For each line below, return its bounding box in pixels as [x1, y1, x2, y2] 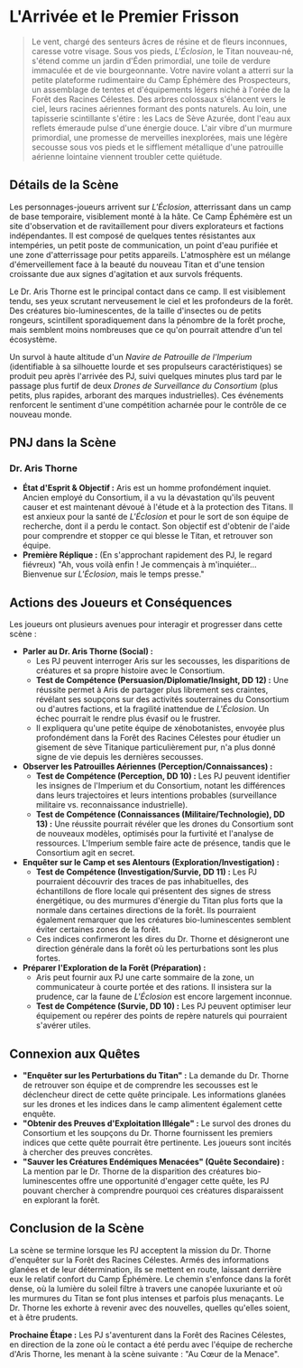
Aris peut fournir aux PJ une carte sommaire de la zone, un [35, 972, 255, 983]
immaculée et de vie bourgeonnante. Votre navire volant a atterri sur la [31, 65, 294, 76]
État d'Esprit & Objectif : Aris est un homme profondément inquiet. [22, 483, 271, 494]
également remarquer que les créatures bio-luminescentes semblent [35, 914, 291, 926]
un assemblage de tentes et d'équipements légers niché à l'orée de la [31, 84, 290, 95]
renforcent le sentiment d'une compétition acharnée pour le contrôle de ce [9, 399, 287, 410]
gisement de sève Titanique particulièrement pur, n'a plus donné [35, 742, 276, 753]
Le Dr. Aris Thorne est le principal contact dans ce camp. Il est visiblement [9, 286, 286, 297]
